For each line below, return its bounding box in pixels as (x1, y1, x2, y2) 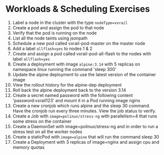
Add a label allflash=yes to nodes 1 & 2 (12, 45, 93, 51)
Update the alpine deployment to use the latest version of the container (12, 71, 156, 77)
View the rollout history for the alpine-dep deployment (12, 82, 122, 88)
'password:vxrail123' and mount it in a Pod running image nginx (12, 97, 141, 103)
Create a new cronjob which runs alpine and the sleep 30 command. (12, 103, 150, 109)
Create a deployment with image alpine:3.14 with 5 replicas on (12, 61, 141, 67)
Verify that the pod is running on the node (12, 30, 97, 36)
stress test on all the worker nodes (12, 129, 82, 134)
